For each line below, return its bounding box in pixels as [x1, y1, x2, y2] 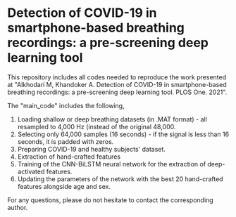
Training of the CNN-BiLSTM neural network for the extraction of [17, 159, 206, 168]
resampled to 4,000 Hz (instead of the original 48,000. [17, 122, 176, 131]
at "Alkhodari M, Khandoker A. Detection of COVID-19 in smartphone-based [7, 80, 227, 88]
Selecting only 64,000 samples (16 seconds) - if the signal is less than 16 [17, 130, 230, 138]
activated [17, 167, 45, 176]
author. [7, 203, 28, 211]
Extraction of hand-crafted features [17, 152, 121, 161]
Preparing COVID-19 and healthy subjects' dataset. [17, 145, 166, 153]
